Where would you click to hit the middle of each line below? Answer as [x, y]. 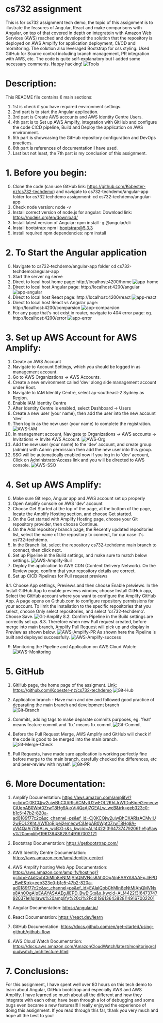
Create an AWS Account [37, 361]
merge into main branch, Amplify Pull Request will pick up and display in [77, 627]
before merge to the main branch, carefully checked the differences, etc [85, 759]
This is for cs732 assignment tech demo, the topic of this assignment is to [79, 22]
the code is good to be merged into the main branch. [65, 739]
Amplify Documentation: [37, 797]
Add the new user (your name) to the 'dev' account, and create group [82, 444]
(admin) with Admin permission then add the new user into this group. [82, 449]
